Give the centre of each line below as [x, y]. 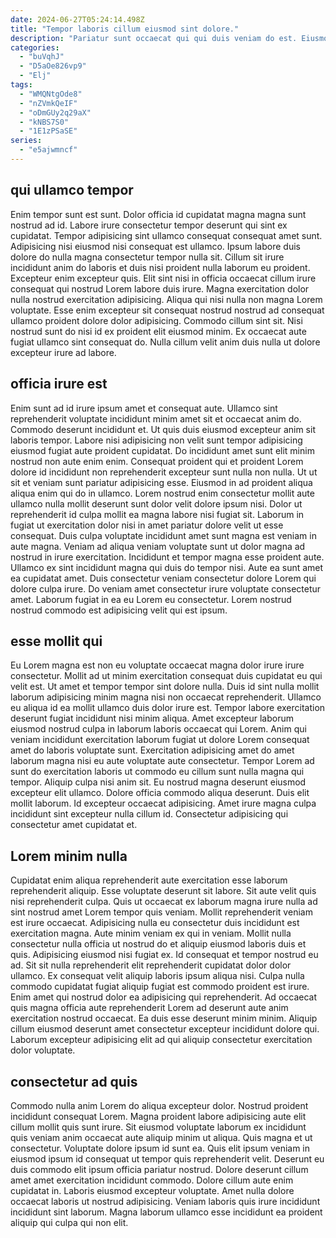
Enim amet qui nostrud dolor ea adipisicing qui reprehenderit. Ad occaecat [164, 997]
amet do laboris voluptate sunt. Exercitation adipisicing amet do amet [152, 750]
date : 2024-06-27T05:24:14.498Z [77, 19]
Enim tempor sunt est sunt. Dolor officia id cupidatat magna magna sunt [158, 214]
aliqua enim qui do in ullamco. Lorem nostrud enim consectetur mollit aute [162, 493]
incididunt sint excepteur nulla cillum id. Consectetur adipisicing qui [149, 814]
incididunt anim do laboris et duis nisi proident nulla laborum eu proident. [160, 267]
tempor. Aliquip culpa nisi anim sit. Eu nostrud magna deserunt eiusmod [158, 782]
